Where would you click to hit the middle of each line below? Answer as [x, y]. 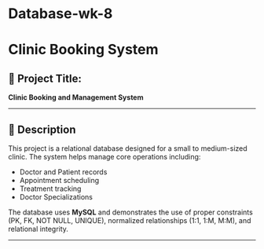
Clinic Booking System [83, 50]
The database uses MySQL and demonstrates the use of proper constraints [130, 212]
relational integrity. [38, 229]
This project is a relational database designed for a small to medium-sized [128, 148]
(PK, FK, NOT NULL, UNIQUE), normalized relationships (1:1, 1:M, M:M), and [130, 220]
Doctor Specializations [56, 197]
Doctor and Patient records [63, 172]
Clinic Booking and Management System [76, 97]
